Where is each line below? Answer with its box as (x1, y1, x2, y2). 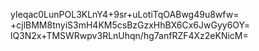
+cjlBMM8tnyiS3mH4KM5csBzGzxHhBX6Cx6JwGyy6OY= (10, 19, 250, 31)
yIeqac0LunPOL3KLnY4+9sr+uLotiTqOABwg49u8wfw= (10, 9, 240, 20)
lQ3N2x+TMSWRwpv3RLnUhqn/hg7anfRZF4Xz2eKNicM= (10, 30, 249, 41)
